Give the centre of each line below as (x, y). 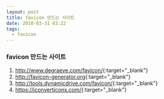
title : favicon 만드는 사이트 (41, 18)
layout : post (23, 12)
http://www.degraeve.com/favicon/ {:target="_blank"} (81, 70)
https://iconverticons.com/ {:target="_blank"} (71, 90)
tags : (13, 29)
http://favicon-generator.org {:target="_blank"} (73, 77)
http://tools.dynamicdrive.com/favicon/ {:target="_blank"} (87, 83)
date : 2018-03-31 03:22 (36, 23)
